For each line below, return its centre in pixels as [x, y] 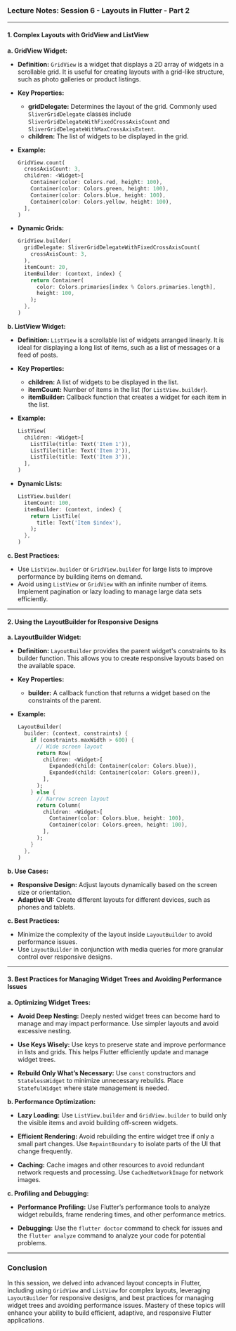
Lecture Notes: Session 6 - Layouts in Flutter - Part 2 [98, 11]
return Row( [54, 753]
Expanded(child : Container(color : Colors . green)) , [125, 773]
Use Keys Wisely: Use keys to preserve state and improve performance [122, 1044]
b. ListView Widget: [37, 326]
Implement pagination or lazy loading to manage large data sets [110, 591]
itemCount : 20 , [46, 267]
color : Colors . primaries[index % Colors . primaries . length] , [126, 287]
